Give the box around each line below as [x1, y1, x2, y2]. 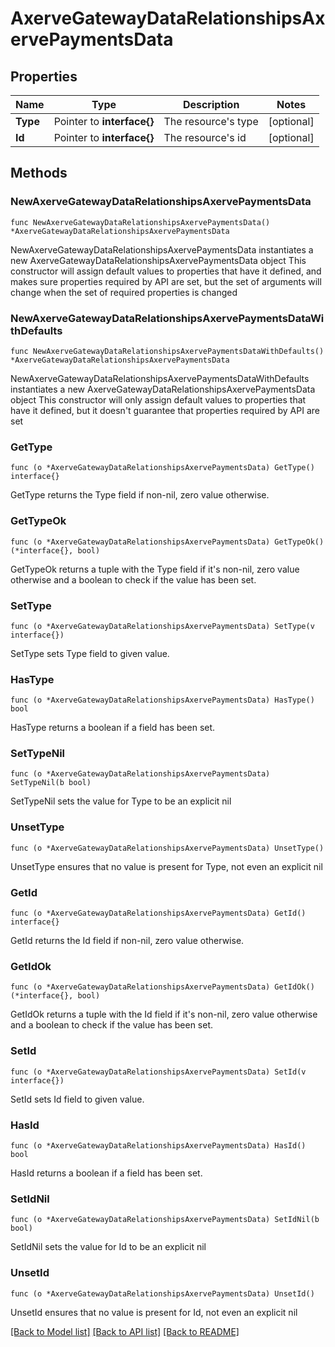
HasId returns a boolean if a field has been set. [10, 1167, 203, 1179]
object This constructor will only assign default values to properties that [10, 393, 307, 406]
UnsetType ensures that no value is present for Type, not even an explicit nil [10, 860, 323, 872]
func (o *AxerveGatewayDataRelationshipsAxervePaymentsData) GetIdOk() [10, 982, 315, 992]
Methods [10, 165, 68, 182]
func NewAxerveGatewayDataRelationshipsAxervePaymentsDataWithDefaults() [10, 346, 325, 356]
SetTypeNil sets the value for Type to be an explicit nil [10, 795, 232, 807]
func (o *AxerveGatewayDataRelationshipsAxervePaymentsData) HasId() [10, 1140, 307, 1151]
